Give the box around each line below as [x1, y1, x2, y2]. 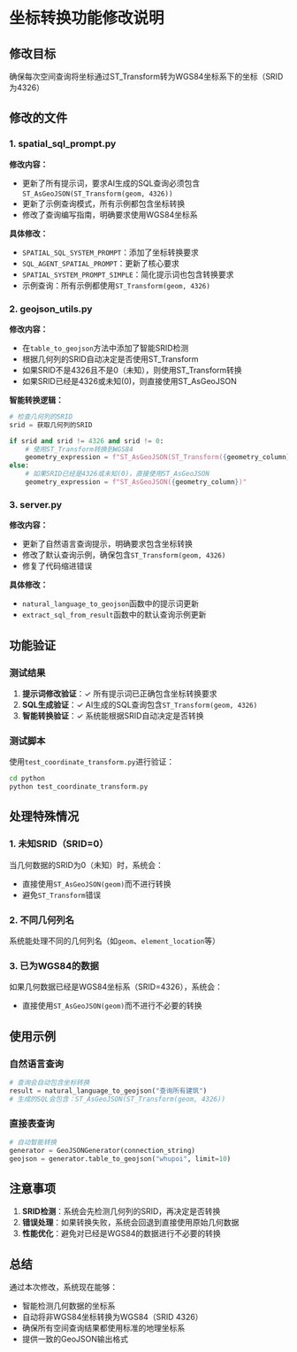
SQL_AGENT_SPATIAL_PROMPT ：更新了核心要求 [21, 257, 179, 268]
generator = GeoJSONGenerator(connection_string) [9, 1146, 196, 1155]
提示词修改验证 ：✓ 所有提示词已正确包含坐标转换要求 [21, 688, 218, 699]
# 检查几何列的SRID [9, 412, 73, 421]
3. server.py [9, 498, 63, 511]
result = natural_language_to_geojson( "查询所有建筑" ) [9, 1086, 208, 1095]
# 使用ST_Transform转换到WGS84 [25, 444, 134, 454]
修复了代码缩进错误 [21, 561, 93, 572]
